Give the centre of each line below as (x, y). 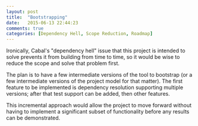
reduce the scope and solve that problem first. (63, 64)
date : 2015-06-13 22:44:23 (42, 23)
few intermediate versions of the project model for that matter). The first (95, 81)
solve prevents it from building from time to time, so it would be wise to (93, 57)
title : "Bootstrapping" (37, 17)
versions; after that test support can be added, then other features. (88, 94)
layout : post (22, 12)
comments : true (25, 28)
